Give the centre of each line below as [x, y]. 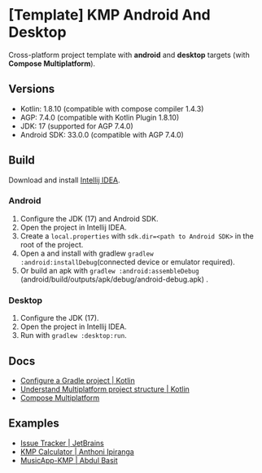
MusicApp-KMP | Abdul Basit [69, 460]
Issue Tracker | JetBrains [62, 443]
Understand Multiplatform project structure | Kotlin [105, 389]
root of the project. [52, 244]
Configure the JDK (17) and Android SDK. [89, 218]
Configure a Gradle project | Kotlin [78, 380]
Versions [32, 89]
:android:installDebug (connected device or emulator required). [128, 261]
